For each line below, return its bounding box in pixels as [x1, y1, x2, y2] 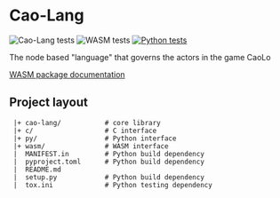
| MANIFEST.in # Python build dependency [12, 149, 204, 158]
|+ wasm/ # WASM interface [12, 141, 169, 151]
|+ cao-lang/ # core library [12, 118, 162, 127]
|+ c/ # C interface [12, 126, 157, 135]
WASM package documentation [9, 68, 126, 80]
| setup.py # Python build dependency [12, 172, 204, 182]
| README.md [12, 165, 62, 174]
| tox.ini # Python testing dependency [12, 180, 213, 189]
